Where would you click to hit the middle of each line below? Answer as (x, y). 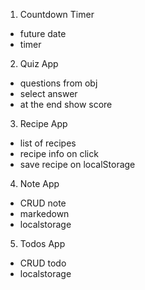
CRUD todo (43, 263)
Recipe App (43, 123)
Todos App (42, 243)
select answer (48, 93)
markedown (44, 213)
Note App (39, 183)
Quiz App (39, 63)
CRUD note (43, 203)
